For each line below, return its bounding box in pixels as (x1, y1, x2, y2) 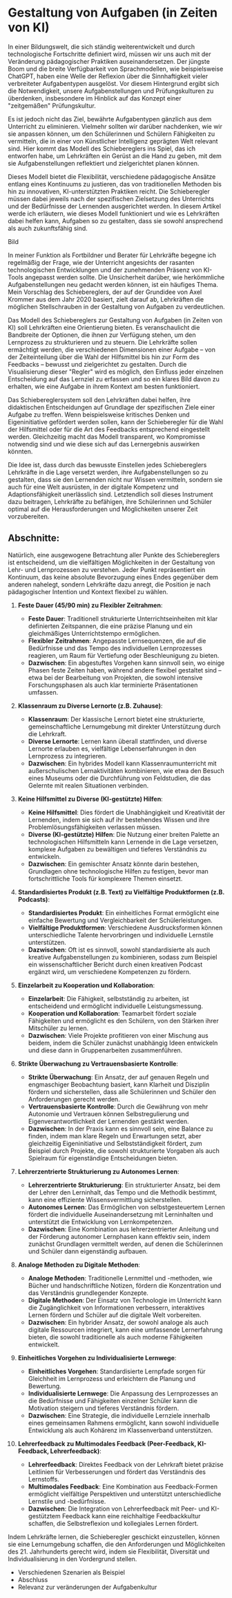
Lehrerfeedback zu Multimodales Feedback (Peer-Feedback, (17, 1439, 197, 1448)
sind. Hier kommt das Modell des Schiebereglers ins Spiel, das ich (8, 144, 196, 153)
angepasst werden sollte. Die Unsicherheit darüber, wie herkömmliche (24, 272, 225, 281)
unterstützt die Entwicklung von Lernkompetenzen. (28, 1217, 174, 1226)
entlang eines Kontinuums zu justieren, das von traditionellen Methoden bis (8, 180, 222, 188)
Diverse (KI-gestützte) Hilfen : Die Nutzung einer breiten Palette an (28, 830, 220, 838)
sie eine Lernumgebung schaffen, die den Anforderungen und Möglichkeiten (8, 1540, 226, 1548)
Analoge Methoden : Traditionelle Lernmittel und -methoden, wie (28, 1274, 213, 1282)
